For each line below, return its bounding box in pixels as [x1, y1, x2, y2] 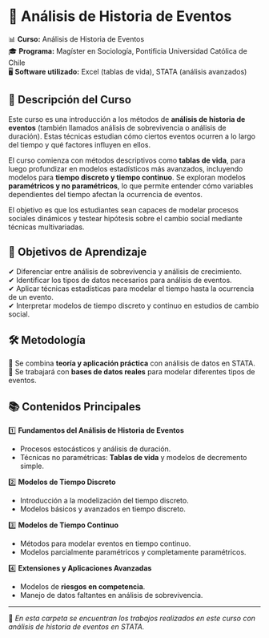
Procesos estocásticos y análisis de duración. [19, 444, 171, 454]
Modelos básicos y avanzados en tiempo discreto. [19, 504, 187, 514]
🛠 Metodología [8, 333, 86, 347]
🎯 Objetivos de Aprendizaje [8, 245, 147, 259]
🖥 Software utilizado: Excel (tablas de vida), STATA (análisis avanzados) [8, 67, 247, 76]
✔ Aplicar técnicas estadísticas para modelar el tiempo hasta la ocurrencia [8, 284, 255, 293]
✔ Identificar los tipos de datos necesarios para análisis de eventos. [8, 275, 232, 285]
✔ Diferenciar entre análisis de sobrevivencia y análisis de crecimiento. [8, 266, 243, 276]
